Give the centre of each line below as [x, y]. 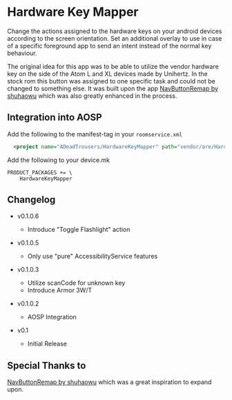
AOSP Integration [52, 317]
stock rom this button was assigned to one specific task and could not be [111, 81]
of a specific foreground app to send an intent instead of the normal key [109, 46]
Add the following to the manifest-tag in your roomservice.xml [95, 134]
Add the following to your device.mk [59, 160]
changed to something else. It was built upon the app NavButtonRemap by [113, 88]
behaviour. [22, 53]
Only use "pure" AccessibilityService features [93, 257]
